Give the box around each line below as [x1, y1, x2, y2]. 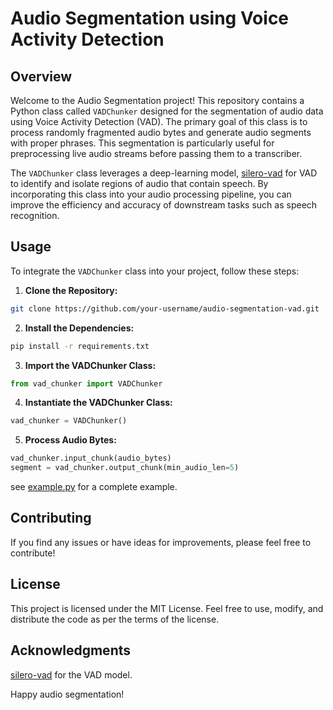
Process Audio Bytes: [24, 434, 117, 446]
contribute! [10, 547, 56, 559]
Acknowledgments [10, 642, 132, 659]
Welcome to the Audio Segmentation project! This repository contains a [10, 95, 305, 106]
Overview [10, 68, 73, 85]
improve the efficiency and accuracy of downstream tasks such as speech [10, 199, 318, 211]
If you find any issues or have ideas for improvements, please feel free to [10, 536, 312, 548]
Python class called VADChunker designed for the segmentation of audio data [10, 105, 324, 117]
